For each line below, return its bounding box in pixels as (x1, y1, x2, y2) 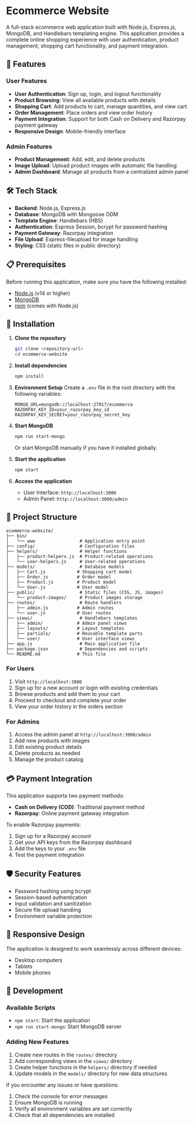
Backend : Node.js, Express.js (14, 204, 86, 211)
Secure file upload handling (14, 906, 81, 913)
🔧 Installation (6, 319, 55, 329)
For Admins (6, 718, 40, 726)
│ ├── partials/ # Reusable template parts (6, 630, 143, 637)
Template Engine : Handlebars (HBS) (14, 217, 104, 224)
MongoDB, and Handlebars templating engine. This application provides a (6, 29, 185, 36)
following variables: (14, 390, 62, 397)
